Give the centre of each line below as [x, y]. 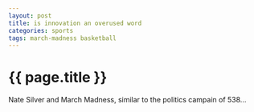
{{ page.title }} [58, 78]
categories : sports [41, 30]
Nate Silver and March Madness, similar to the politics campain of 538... [127, 100]
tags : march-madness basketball [62, 38]
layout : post [30, 16]
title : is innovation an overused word [75, 23]
